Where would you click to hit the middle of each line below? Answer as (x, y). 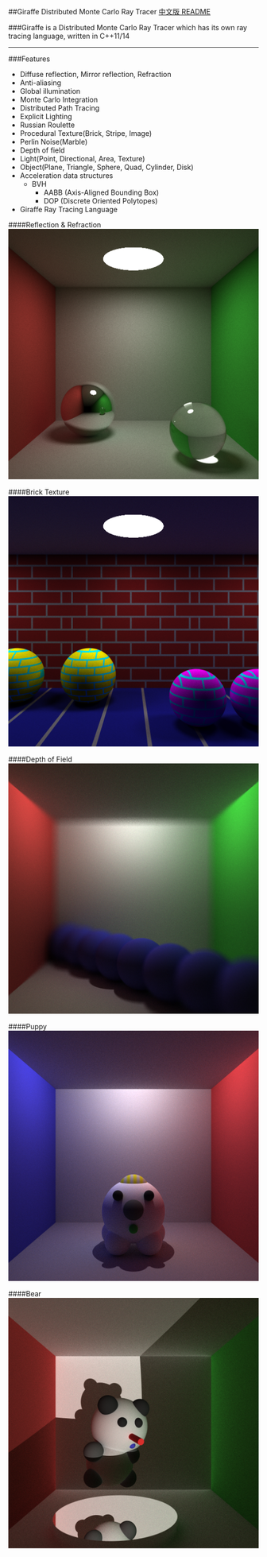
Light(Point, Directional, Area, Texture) (82, 159)
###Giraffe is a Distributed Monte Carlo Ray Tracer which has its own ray (128, 27)
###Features (29, 59)
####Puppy (28, 1026)
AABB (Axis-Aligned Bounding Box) (101, 192)
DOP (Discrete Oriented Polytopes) (101, 201)
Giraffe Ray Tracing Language (68, 209)
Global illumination (50, 91)
